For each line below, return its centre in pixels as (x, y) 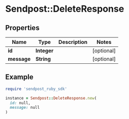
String (43, 59)
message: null (25, 108)
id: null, (20, 103)
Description (73, 42)
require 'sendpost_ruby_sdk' (36, 89)
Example (19, 77)
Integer (44, 51)
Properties (22, 28)
